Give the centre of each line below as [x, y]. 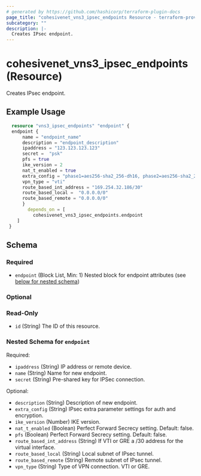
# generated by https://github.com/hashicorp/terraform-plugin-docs [93, 12]
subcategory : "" [26, 23]
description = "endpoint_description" [70, 143]
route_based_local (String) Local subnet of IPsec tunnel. [84, 453]
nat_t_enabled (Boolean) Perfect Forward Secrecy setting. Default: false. [104, 428]
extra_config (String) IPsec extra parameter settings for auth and [95, 409]
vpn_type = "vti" [44, 182]
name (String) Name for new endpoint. [61, 373]
